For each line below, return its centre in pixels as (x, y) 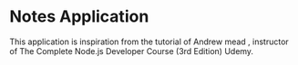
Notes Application (79, 17)
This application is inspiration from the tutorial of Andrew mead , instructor (149, 42)
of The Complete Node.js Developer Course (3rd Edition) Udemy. (131, 51)
